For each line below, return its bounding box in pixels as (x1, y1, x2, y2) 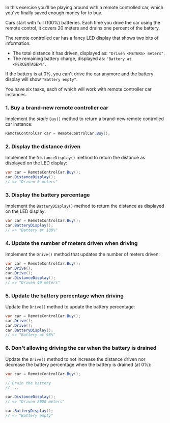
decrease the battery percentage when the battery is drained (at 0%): (5, 361, 152, 368)
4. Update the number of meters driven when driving (5, 239, 138, 246)
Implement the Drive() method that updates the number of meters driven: (5, 251, 160, 258)
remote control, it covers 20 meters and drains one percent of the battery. (5, 25, 160, 31)
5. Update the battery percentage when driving (5, 292, 124, 299)
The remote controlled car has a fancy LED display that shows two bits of (5, 35, 159, 41)
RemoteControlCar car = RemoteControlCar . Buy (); (5, 131, 110, 136)
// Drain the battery (5, 380, 51, 386)
